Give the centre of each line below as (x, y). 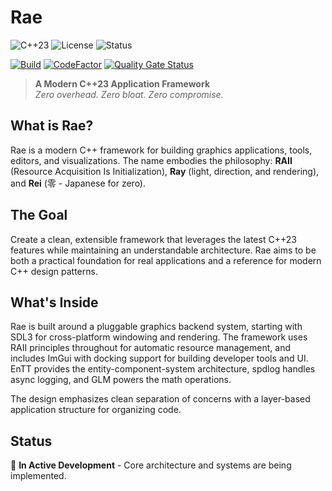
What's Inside (54, 302)
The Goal (39, 215)
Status (31, 441)
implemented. (38, 476)
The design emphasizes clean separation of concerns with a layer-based (160, 399)
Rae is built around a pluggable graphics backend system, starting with (156, 327)
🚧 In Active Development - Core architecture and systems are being (151, 465)
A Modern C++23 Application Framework (122, 83)
